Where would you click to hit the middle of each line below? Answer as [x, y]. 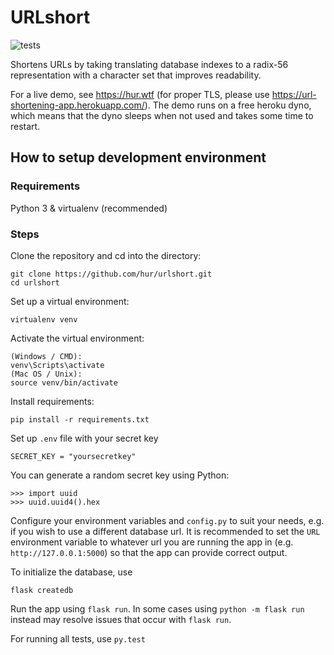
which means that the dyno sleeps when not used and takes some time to [162, 115]
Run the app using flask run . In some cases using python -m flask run [157, 608]
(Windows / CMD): [46, 356]
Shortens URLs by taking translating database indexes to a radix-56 [149, 64]
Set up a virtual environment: [70, 301]
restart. [25, 126]
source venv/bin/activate [64, 382]
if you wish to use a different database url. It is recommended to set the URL [165, 531]
